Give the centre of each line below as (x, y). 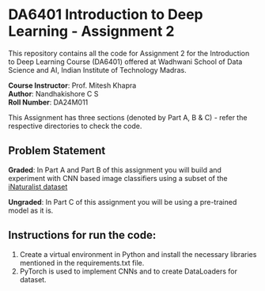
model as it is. (31, 210)
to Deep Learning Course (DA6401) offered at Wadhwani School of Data (125, 62)
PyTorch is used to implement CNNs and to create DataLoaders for (128, 271)
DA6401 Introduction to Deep (106, 15)
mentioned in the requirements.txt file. (82, 263)
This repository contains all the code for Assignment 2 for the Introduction (129, 53)
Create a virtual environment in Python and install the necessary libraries (138, 254)
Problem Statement (57, 151)
